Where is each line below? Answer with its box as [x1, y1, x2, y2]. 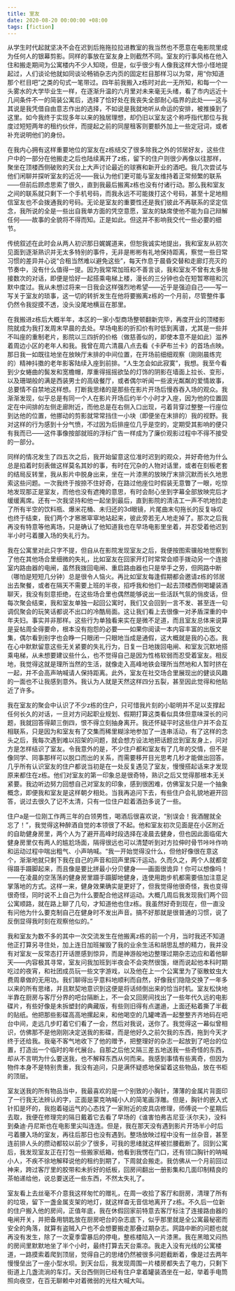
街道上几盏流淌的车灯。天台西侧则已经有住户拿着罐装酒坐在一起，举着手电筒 [7, 1268, 228, 1276]
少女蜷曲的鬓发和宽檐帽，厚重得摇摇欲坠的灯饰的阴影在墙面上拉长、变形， [13, 368, 228, 376]
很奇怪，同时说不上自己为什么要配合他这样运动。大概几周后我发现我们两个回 [7, 891, 228, 899]
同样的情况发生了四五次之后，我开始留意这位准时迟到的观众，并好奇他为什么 [7, 453, 228, 461]
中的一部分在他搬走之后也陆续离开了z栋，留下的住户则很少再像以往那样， [13, 155, 225, 163]
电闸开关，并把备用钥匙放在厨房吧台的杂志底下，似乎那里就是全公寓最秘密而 [7, 1215, 228, 1224]
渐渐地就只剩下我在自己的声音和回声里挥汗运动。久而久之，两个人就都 [19, 856, 222, 864]
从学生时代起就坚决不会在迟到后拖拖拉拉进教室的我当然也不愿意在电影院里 [7, 43, 222, 52]
